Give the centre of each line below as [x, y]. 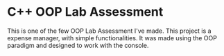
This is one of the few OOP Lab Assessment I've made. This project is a [109, 31]
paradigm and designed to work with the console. [78, 45]
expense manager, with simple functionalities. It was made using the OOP [112, 38]
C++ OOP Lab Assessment [85, 12]
